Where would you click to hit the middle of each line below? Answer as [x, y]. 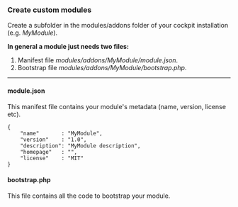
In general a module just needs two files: [68, 47]
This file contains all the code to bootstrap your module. [89, 196]
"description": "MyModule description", [80, 146]
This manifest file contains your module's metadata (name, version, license [117, 106]
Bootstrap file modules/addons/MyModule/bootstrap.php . [102, 68]
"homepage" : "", [49, 152]
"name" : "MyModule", [61, 133]
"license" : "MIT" [52, 158]
